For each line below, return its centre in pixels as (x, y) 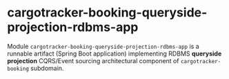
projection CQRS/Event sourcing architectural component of (93, 60)
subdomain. (47, 68)
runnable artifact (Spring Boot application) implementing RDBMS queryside (114, 54)
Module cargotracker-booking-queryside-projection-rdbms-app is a (103, 46)
